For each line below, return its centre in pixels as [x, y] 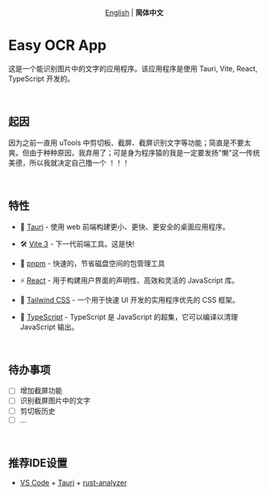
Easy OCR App [57, 45]
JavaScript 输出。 [49, 327]
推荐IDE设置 [38, 463]
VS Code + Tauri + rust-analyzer [73, 483]
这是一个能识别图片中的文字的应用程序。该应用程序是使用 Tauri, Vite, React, [133, 68]
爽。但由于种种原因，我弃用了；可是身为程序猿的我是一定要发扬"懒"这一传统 [134, 152]
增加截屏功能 [41, 391]
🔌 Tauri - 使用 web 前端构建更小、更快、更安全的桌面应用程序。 [125, 227]
